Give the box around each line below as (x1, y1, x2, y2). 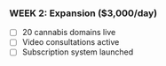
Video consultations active (21, 37, 120, 48)
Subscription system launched (21, 47, 134, 57)
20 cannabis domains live (21, 27, 116, 38)
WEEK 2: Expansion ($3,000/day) (9, 7, 158, 19)
